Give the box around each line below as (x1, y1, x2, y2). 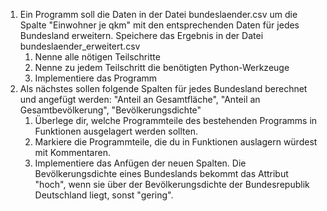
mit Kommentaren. (34, 147, 111, 158)
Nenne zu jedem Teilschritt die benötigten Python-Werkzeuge (34, 62, 290, 73)
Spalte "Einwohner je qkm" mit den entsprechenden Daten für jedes (19, 19, 300, 31)
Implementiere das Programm (34, 72, 158, 84)
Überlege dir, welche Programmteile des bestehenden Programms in (34, 115, 318, 126)
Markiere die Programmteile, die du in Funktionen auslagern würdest (34, 136, 318, 148)
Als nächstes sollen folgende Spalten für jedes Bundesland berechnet (19, 83, 308, 94)
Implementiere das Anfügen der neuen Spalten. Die (34, 157, 247, 169)
